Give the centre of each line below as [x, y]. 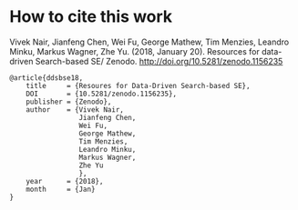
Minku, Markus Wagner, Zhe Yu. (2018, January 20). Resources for [134, 51]
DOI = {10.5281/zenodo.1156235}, [102, 94]
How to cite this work [91, 17]
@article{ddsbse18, [46, 78]
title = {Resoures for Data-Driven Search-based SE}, [138, 85]
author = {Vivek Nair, [75, 110]
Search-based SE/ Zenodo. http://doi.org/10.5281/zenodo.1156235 [159, 61]
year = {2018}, [65, 181]
